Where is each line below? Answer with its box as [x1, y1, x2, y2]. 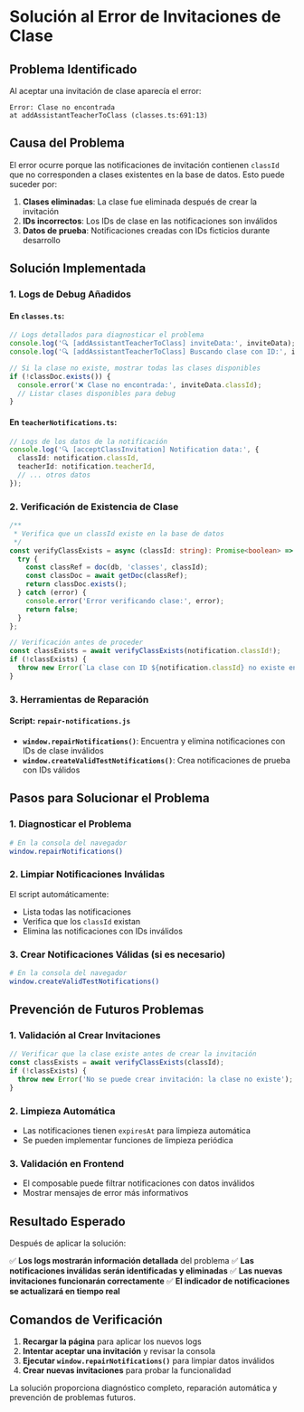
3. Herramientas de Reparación [9, 693, 149, 706]
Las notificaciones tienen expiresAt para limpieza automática [22, 1125, 252, 1136]
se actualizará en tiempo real [9, 1286, 120, 1297]
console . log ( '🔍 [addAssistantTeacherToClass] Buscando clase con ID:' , [9, 347, 288, 356]
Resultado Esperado [9, 1214, 126, 1229]
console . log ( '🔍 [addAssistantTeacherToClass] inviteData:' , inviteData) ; [9, 339, 296, 348]
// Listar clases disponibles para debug [17, 389, 176, 398]
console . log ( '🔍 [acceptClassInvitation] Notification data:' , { [9, 445, 260, 454]
